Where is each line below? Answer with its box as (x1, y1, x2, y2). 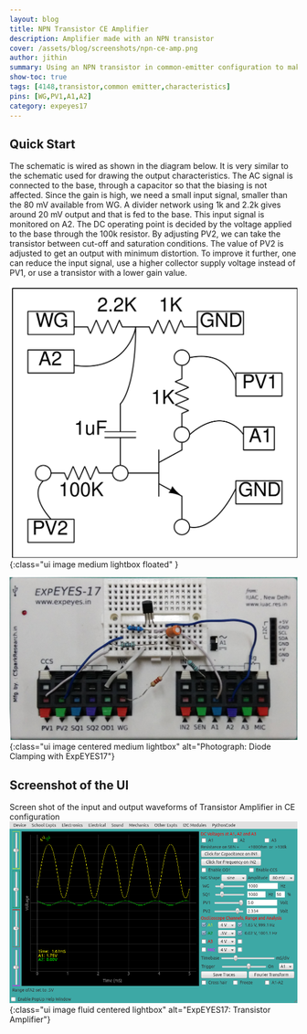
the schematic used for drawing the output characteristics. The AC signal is (9, 170, 294, 182)
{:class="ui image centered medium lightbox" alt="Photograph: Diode (9, 741, 271, 753)
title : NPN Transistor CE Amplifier (9, 24, 149, 34)
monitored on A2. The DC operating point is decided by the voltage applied (9, 219, 292, 230)
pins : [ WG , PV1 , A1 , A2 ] (9, 91, 92, 100)
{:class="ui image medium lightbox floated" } (9, 559, 179, 570)
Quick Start (9, 136, 76, 152)
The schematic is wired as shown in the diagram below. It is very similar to (9, 161, 290, 172)
